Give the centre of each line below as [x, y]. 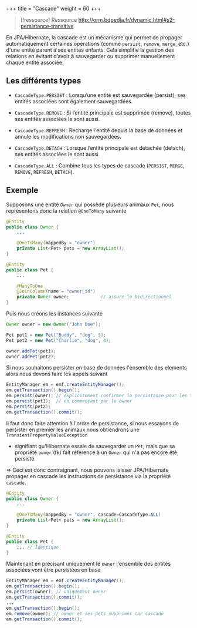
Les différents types [44, 81]
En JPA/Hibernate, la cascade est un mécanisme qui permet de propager [94, 37]
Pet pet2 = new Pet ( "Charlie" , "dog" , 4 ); [59, 340]
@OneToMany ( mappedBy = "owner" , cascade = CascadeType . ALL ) [89, 515]
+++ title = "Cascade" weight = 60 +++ [54, 9]
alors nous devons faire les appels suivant [57, 374]
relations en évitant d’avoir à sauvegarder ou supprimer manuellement [91, 56]
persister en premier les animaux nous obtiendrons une [73, 429]
